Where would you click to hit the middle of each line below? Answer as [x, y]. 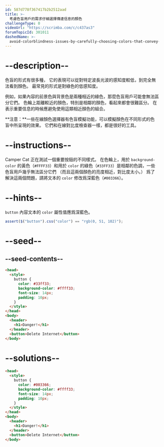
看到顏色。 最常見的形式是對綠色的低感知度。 [55, 86]
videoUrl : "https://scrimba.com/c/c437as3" [50, 28]
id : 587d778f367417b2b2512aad [36, 10]
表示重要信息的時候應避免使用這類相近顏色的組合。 [56, 109]
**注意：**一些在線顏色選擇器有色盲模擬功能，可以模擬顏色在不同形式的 [78, 119]
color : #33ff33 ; [34, 284]
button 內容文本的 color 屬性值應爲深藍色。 [49, 212]
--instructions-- [38, 145]
